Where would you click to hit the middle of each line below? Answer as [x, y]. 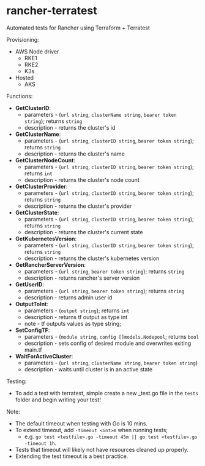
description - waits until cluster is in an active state [88, 369]
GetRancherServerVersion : [50, 264]
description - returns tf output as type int [76, 317]
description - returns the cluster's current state [84, 232]
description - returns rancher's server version [82, 278]
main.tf [33, 349]
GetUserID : [30, 284]
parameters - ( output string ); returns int [77, 310]
